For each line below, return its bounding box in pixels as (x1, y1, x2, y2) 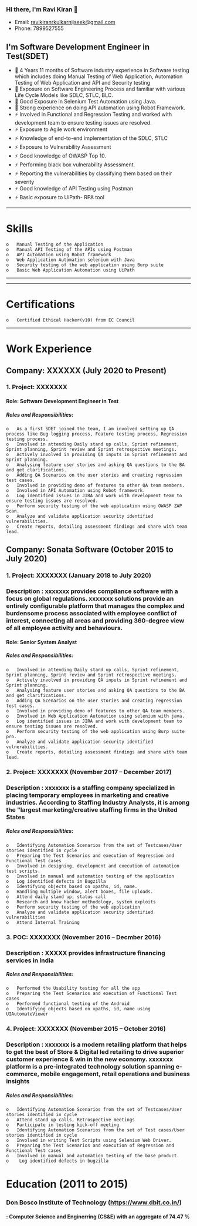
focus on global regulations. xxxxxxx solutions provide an (6, 595, 174, 603)
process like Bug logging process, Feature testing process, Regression (6, 431, 188, 437)
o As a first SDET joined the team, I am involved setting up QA (6, 426, 175, 432)
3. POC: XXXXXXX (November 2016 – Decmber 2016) (6, 933, 161, 941)
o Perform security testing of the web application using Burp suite (6, 728, 185, 734)
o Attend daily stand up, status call (6, 893, 107, 900)
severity (14, 179, 35, 186)
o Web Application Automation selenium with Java (6, 257, 135, 263)
